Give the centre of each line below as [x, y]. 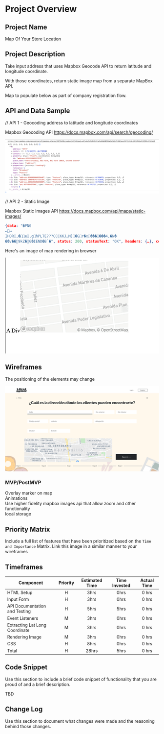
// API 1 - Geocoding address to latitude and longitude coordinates [72, 122]
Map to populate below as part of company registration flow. [66, 95]
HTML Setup [20, 592]
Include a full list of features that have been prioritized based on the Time [78, 541]
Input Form [18, 599]
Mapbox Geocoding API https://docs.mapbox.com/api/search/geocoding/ [79, 132]
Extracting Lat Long [27, 625]
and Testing [19, 612]
